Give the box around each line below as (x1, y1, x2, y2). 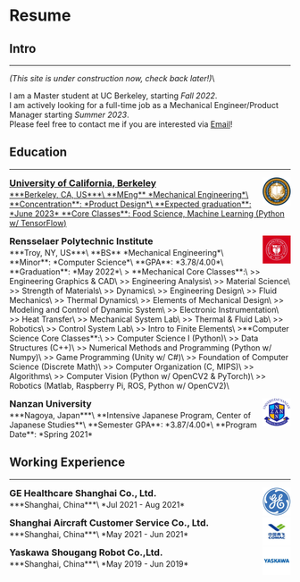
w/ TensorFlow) (9, 217, 67, 228)
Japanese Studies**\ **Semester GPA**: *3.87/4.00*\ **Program (9, 419, 257, 430)
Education (9, 145, 68, 160)
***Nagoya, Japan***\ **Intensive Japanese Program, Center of (9, 409, 252, 420)
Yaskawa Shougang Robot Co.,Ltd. (9, 546, 163, 559)
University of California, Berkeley (9, 176, 157, 189)
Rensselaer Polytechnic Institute (9, 234, 154, 247)
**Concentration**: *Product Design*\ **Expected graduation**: (9, 198, 252, 209)
